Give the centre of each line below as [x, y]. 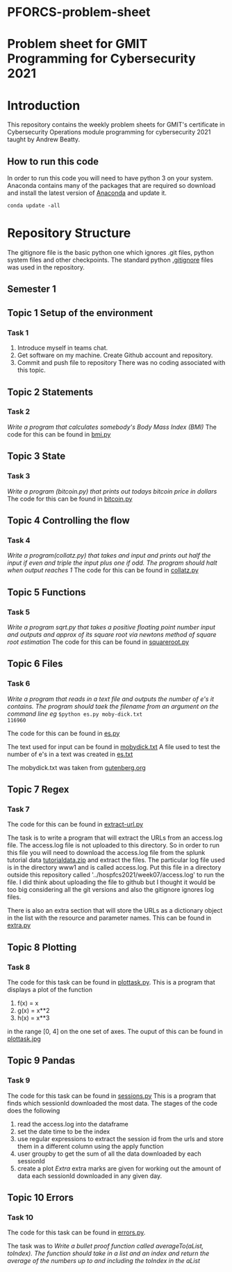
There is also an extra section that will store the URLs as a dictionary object [115, 911]
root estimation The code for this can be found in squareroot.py [98, 642]
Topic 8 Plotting [42, 947]
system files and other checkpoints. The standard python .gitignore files [110, 260]
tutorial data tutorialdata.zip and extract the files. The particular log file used [116, 860]
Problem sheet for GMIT [77, 44]
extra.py [19, 925]
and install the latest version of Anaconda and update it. [87, 193]
